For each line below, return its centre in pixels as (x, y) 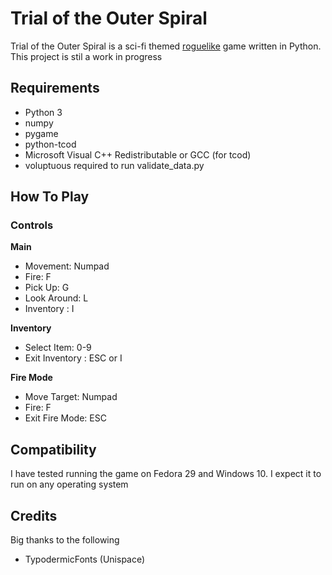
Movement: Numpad (67, 266)
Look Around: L (56, 298)
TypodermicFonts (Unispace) (85, 559)
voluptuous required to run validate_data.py (114, 165)
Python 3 (43, 112)
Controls (32, 225)
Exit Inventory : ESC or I (73, 358)
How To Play (50, 197)
